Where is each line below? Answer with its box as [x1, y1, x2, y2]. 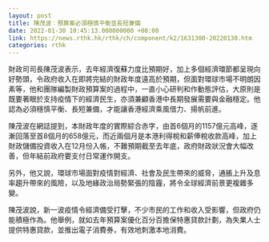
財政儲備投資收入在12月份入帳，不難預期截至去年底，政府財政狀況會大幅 [8, 141, 247, 151]
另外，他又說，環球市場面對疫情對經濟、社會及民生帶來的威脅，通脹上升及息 [8, 169, 261, 178]
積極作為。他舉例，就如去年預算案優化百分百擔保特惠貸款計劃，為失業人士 [14, 215, 261, 224]
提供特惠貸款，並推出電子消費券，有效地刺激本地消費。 [8, 225, 191, 235]
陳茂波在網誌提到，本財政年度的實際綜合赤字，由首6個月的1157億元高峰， [8, 121, 251, 131]
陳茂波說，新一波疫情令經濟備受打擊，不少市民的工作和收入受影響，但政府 [8, 205, 254, 215]
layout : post [8, 11, 52, 20]
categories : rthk [8, 42, 66, 50]
